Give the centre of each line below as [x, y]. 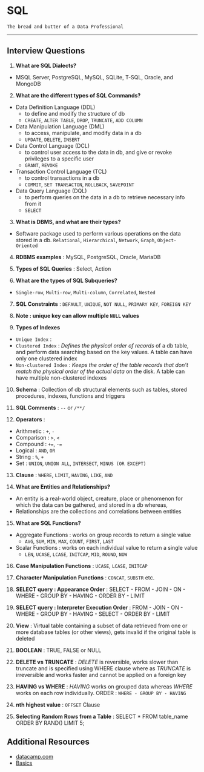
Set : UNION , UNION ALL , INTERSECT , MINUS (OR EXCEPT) [81, 463]
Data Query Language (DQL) [51, 191]
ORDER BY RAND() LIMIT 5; [50, 723]
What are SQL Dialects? [46, 65]
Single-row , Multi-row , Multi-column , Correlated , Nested [86, 292]
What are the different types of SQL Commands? [78, 95]
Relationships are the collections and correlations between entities [98, 511]
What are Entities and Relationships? [63, 487]
